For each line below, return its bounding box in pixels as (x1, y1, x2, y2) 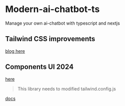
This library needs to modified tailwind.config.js (17, 85, 116, 91)
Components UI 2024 (5, 63, 74, 71)
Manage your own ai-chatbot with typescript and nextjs (5, 20, 120, 26)
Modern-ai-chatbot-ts (5, 4, 100, 15)
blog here (5, 48, 25, 54)
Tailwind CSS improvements (5, 35, 95, 43)
